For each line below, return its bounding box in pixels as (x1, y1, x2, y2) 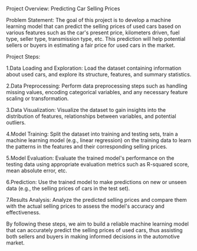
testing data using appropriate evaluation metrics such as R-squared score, (6, 161, 189, 168)
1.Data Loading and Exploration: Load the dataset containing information (6, 65, 182, 72)
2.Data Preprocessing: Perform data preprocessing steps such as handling (6, 82, 188, 89)
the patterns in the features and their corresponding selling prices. (6, 143, 168, 150)
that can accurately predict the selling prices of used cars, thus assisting (6, 227, 183, 233)
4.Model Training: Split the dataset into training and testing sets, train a (6, 130, 178, 137)
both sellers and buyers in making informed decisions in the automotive (6, 233, 180, 240)
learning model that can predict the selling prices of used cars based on (6, 23, 181, 30)
